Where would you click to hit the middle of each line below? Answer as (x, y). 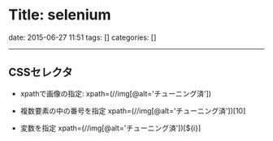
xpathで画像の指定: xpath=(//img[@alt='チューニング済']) (116, 93)
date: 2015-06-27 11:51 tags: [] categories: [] (82, 37)
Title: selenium (60, 15)
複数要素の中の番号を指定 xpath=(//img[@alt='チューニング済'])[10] (133, 110)
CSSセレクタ (41, 73)
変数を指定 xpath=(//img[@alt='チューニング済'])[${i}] (110, 128)
